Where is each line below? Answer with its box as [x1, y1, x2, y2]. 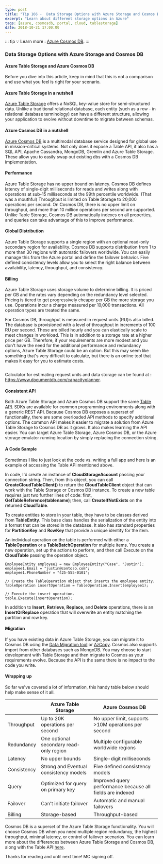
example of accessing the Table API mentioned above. [5, 462, 114, 468]
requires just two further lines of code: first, [5, 492, 92, 498]
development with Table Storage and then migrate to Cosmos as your [5, 652, 144, 657]
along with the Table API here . [5, 844, 65, 850]
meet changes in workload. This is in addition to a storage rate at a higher [5, 332, 152, 338]
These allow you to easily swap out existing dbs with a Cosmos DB [5, 154, 138, 159]
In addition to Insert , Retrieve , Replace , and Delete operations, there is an [5, 604, 154, 610]
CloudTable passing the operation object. [5, 552, 89, 558]
